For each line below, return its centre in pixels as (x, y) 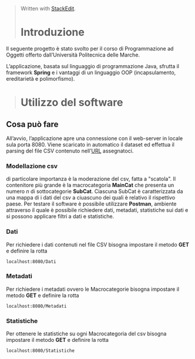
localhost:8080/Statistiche (41, 351)
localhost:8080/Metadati (36, 306)
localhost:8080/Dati (31, 261)
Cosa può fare (32, 124)
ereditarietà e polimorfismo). (41, 78)
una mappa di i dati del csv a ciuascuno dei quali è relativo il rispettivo (91, 198)
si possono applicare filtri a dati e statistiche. (60, 217)
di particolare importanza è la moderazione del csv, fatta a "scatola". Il (91, 179)
